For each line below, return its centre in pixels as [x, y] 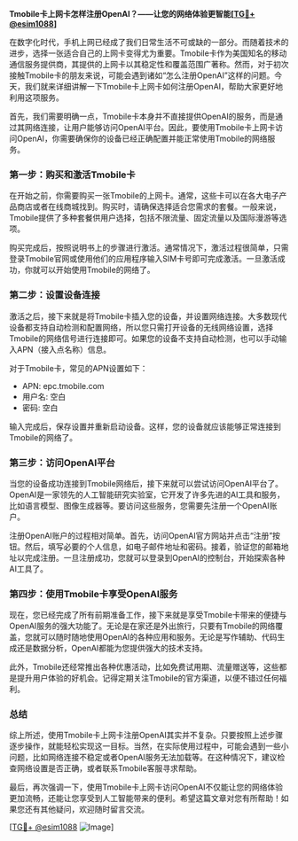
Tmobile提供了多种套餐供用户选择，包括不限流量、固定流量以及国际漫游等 [144, 218]
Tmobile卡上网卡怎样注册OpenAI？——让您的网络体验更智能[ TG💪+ [132, 14]
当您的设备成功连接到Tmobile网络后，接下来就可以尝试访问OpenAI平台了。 [146, 483]
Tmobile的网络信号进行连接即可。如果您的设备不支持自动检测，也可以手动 [144, 338]
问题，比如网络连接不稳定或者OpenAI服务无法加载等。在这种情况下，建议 [143, 758]
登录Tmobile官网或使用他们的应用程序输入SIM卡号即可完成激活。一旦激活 [143, 259]
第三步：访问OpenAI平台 [62, 463]
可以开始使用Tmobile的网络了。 [97, 270]
